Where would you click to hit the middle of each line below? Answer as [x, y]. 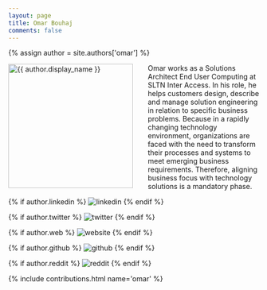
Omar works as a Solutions [192, 68]
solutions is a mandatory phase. [200, 187]
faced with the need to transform [202, 145]
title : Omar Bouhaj [41, 23]
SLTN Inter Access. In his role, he [202, 85]
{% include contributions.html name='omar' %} [86, 279]
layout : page [30, 15]
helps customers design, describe [204, 94]
